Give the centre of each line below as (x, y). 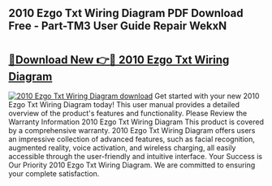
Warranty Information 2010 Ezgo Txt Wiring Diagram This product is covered (136, 122)
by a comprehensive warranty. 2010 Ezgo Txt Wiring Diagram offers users (132, 130)
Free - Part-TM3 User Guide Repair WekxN (118, 26)
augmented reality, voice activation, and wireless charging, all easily (122, 148)
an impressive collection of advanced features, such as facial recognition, (132, 139)
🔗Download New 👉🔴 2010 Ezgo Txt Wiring (119, 60)
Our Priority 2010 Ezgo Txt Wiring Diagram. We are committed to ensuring (132, 165)
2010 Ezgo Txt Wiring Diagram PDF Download (126, 13)
